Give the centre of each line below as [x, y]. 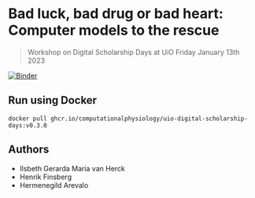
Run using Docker [52, 100]
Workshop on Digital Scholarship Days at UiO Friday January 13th [133, 52]
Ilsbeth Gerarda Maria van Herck [72, 168]
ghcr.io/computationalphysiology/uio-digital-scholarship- [149, 119]
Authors [29, 150]
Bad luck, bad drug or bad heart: [116, 14]
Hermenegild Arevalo [54, 185]
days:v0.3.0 [28, 125]
